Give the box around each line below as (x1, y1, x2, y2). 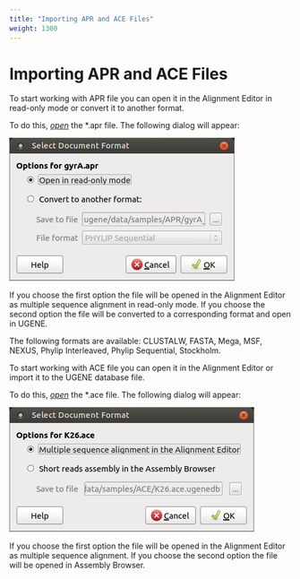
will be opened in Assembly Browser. (9, 560, 146, 571)
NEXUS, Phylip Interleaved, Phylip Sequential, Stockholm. (9, 345, 221, 356)
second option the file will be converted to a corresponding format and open (9, 309, 291, 320)
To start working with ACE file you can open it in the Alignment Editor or (9, 363, 274, 374)
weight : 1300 (9, 23, 58, 33)
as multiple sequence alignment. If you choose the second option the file (9, 550, 278, 561)
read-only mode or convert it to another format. (9, 103, 185, 114)
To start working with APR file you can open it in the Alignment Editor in (9, 93, 273, 104)
